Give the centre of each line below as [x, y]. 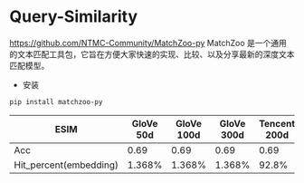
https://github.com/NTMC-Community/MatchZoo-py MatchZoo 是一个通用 [148, 43]
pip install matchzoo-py [56, 101]
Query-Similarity [74, 17]
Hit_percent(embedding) [66, 165]
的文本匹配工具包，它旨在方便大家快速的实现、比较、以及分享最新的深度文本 [152, 54]
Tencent [277, 123]
